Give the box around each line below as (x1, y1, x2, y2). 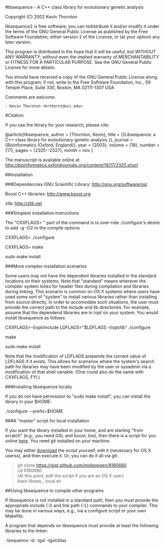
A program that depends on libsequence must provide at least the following (5, 523, 159, 528)
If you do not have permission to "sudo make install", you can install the (5, 393, 151, 399)
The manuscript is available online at (5, 157, 80, 163)
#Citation (5, 112, 24, 118)
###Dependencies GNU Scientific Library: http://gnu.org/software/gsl (5, 182, 147, 187)
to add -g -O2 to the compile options (5, 225, 80, 230)
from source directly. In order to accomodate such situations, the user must (5, 299, 159, 305)
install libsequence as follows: (5, 315, 66, 320)
